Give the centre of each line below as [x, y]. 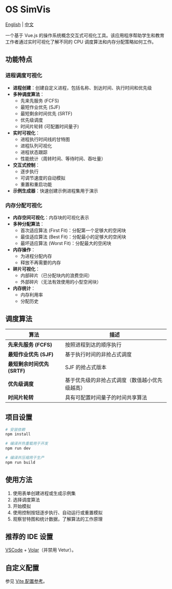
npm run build [20, 462]
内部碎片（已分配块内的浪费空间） [56, 275]
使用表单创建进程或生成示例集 [44, 493]
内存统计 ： [24, 288]
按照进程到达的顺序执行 [93, 344]
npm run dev [18, 448]
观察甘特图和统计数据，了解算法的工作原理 [58, 519]
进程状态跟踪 [34, 152]
